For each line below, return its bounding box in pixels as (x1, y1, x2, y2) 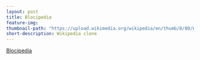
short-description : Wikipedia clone (6, 31, 97, 37)
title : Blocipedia (6, 14, 52, 20)
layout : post (6, 8, 39, 15)
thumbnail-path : (6, 25, 46, 31)
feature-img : (6, 20, 39, 26)
